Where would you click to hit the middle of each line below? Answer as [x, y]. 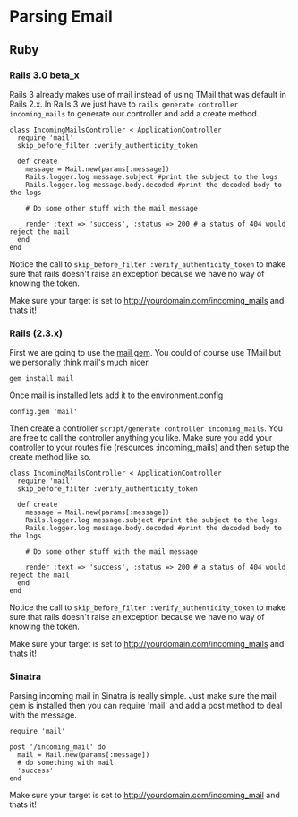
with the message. [43, 715]
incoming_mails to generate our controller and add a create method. [134, 113]
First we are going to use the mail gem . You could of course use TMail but [145, 353]
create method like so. [50, 457]
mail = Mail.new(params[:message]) [84, 755]
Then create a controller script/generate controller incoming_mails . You [146, 428]
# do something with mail [66, 763]
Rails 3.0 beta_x [45, 75]
